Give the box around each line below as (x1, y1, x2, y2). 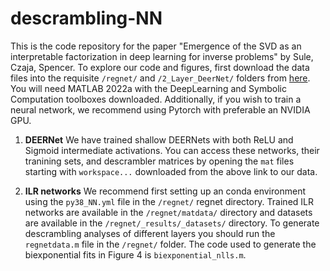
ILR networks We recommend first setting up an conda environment (24, 185, 306, 197)
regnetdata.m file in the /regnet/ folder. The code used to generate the (24, 238, 317, 250)
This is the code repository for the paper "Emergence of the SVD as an (10, 40, 302, 52)
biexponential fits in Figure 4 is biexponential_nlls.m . (24, 248, 247, 261)
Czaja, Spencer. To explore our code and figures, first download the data (10, 61, 310, 73)
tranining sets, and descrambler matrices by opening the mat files (24, 155, 295, 167)
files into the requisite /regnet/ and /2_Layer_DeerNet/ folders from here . (10, 72, 311, 84)
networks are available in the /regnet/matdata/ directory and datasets (24, 206, 313, 218)
